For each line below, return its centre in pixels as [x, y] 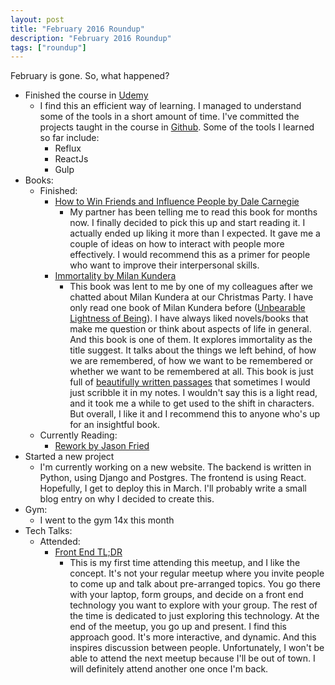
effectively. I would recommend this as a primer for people [190, 255]
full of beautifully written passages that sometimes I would [190, 382]
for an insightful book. [115, 425]
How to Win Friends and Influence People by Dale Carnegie [177, 202]
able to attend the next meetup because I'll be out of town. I [192, 658]
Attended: [60, 542]
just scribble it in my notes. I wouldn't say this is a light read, [193, 393]
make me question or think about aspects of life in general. [190, 329]
